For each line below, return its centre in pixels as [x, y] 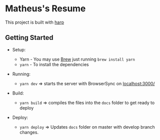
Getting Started [29, 38]
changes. [29, 132]
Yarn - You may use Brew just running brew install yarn [77, 59]
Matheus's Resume [46, 9]
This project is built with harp [35, 22]
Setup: [19, 49]
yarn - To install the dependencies [54, 64]
